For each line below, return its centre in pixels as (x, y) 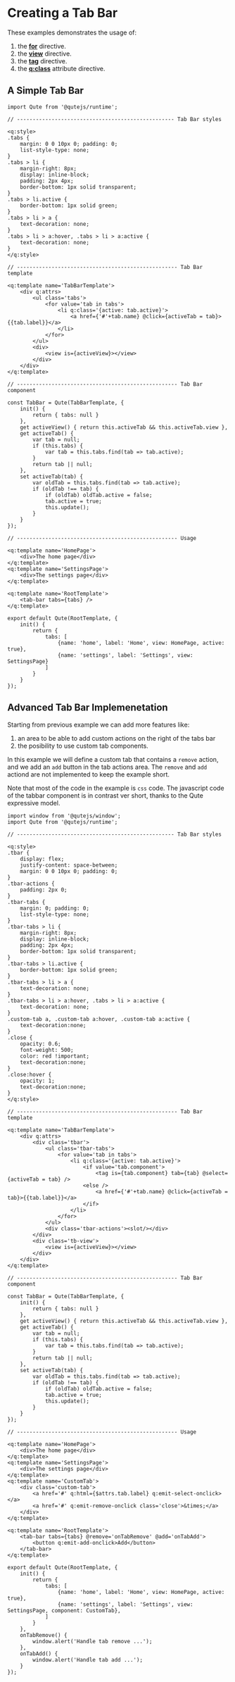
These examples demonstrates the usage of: (72, 32)
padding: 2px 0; (44, 890)
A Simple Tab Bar (46, 90)
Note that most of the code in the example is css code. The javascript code (116, 788)
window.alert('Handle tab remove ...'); (93, 1641)
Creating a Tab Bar (63, 13)
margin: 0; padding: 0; (55, 908)
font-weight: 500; (47, 1050)
